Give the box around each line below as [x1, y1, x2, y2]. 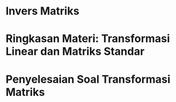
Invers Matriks [5, 4, 80, 18]
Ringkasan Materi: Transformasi [5, 32, 170, 46]
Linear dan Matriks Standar [5, 45, 145, 59]
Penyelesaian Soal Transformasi [5, 72, 171, 86]
